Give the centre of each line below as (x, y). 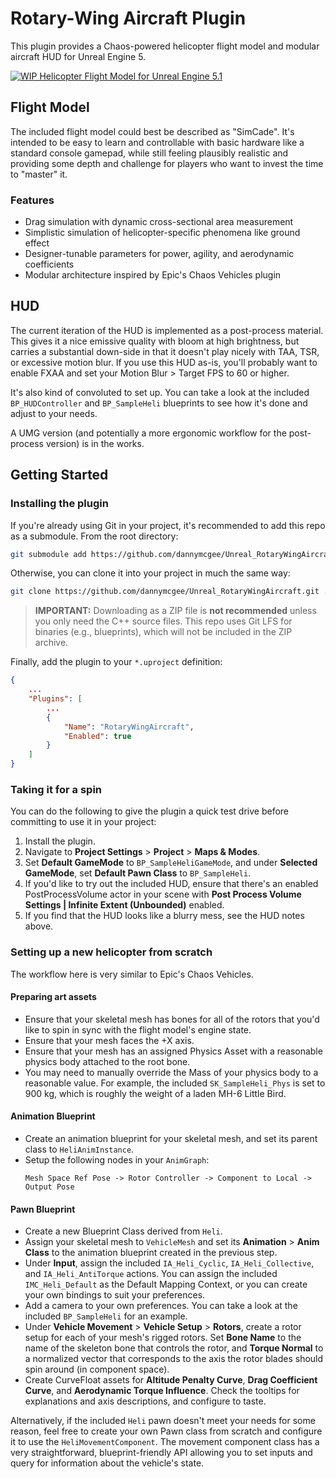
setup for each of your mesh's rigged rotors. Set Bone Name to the (163, 1338)
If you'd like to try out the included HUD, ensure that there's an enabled (171, 884)
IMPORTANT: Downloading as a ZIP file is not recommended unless (175, 611)
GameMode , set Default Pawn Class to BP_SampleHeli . (138, 873)
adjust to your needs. (54, 413)
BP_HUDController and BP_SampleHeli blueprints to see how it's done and (159, 403)
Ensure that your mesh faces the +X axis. (109, 1040)
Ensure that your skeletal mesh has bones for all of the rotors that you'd (172, 1019)
